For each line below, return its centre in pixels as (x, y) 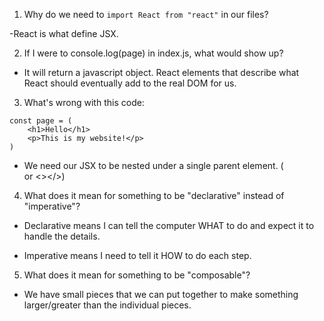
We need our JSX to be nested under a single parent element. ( (153, 165)
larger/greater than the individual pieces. (107, 305)
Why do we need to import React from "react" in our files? (146, 14)
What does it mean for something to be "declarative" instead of (154, 195)
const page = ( (41, 121)
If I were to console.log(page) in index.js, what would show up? (153, 53)
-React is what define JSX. (64, 33)
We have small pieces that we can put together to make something (161, 294)
